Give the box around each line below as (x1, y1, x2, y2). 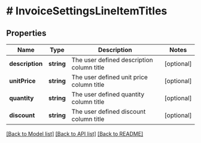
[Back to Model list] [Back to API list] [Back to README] (6, 130, 144, 137)
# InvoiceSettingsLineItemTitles (6, 4, 167, 18)
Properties (6, 28, 47, 38)
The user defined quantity (71, 90, 145, 98)
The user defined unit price (71, 73, 148, 81)
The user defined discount (71, 108, 146, 115)
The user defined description (71, 56, 154, 64)
